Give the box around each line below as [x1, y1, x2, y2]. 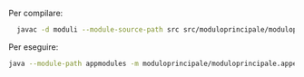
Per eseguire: [8, 41, 59, 53]
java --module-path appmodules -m [8, 59, 140, 68]
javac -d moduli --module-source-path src [16, 25, 180, 34]
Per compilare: [8, 8, 64, 18]
